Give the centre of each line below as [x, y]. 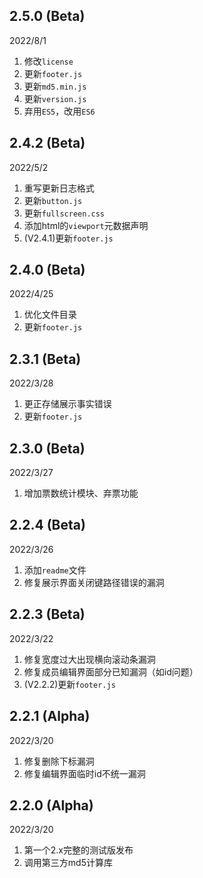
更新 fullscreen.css [64, 213]
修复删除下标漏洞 [59, 761]
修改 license [48, 61]
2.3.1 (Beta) [45, 359]
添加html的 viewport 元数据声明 [86, 225]
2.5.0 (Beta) [47, 16]
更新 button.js [53, 200]
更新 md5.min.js [55, 86]
